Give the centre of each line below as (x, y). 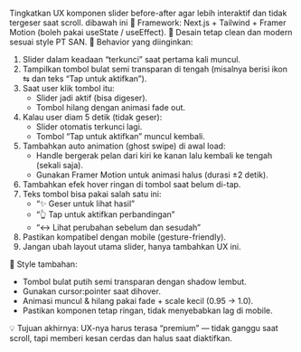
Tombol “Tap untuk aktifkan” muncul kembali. (121, 136)
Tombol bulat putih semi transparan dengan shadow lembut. (134, 281)
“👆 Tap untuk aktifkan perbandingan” (105, 214)
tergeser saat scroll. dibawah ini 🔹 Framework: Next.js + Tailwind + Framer (148, 23)
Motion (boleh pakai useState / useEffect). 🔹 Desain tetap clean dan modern (151, 32)
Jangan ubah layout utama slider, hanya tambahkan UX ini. (132, 247)
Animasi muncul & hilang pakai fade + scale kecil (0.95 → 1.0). (138, 301)
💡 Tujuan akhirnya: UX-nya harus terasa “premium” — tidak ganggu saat (144, 328)
